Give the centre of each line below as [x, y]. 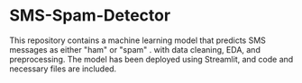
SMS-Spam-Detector [90, 16]
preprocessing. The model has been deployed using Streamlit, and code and [151, 59]
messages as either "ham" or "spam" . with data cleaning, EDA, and [135, 49]
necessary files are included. [63, 69]
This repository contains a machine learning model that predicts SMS [137, 40]
